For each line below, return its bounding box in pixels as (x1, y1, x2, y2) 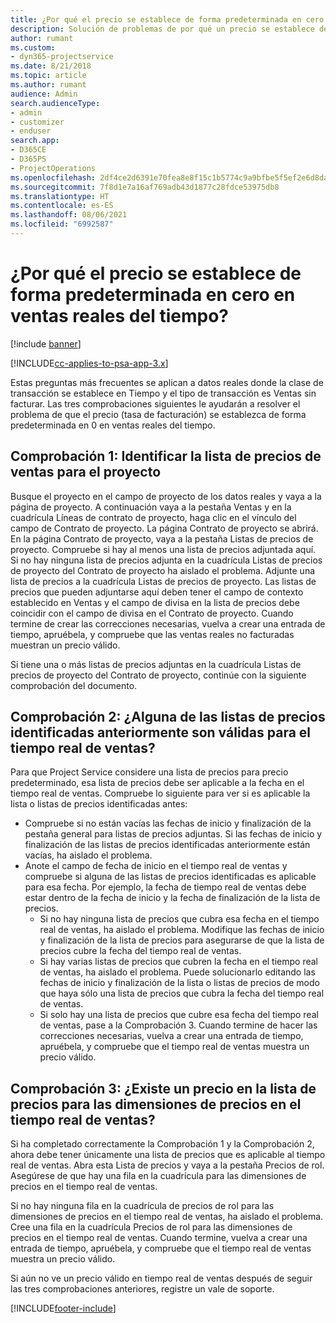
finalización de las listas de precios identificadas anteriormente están (24, 839, 311, 851)
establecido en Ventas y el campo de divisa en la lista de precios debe (10, 596, 300, 608)
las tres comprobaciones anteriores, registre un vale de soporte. (10, 1283, 275, 1295)
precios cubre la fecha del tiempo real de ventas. (39, 945, 242, 957)
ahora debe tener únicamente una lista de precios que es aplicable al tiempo (10, 1149, 326, 1161)
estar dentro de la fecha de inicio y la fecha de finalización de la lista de (24, 892, 321, 904)
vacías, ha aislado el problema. (24, 849, 153, 861)
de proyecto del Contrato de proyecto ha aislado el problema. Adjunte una (10, 564, 316, 576)
